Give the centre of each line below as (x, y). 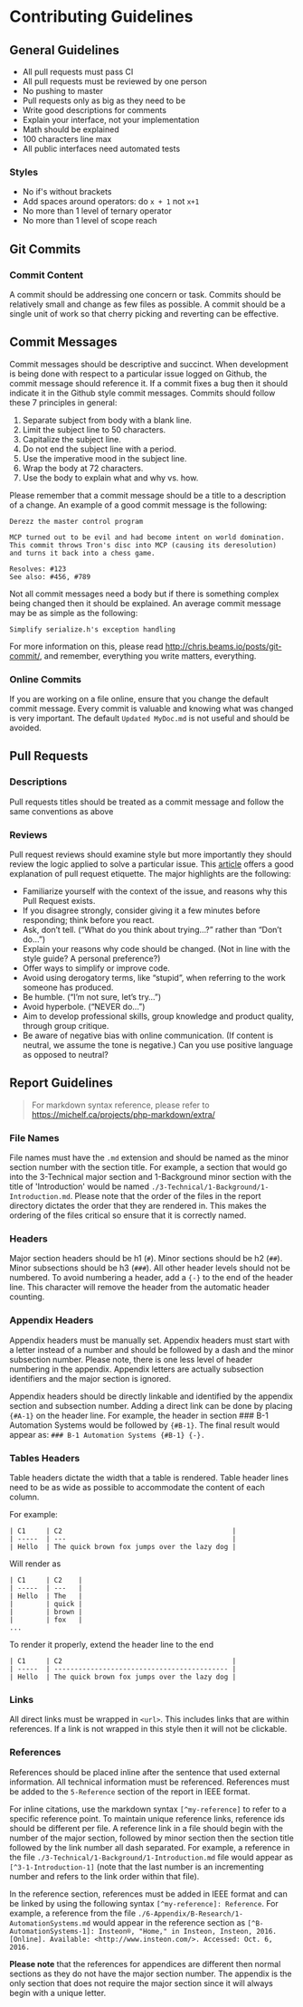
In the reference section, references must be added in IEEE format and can (148, 1894)
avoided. (26, 728)
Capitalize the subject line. (72, 439)
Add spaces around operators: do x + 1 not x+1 (111, 202)
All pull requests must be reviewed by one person (115, 81)
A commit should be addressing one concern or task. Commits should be (146, 294)
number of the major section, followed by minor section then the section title (151, 1838)
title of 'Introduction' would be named (79, 1186)
